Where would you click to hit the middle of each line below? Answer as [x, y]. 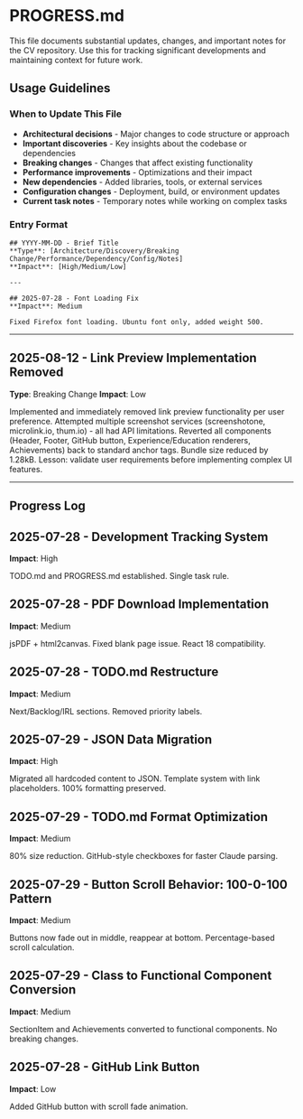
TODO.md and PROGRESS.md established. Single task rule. [119, 575]
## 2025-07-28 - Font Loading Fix [74, 298]
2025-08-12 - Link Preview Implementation [133, 358]
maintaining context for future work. [76, 60]
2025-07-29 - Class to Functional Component [141, 976]
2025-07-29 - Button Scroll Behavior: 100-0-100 [149, 885]
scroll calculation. [42, 947]
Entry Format [39, 224]
